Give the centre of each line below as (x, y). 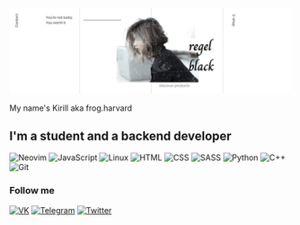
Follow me (32, 191)
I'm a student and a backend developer (120, 135)
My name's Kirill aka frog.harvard (71, 108)
